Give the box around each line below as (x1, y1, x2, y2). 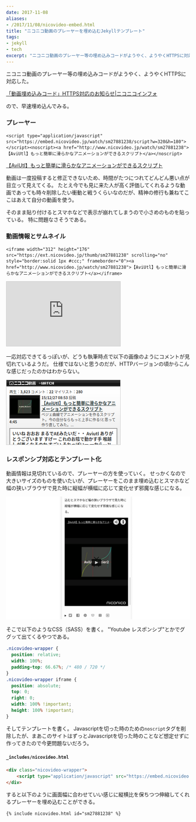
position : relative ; (11, 652, 61, 658)
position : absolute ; (11, 683, 61, 688)
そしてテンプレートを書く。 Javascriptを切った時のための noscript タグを (6, 725, 181, 732)
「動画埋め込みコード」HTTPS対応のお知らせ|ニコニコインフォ (6, 90, 157, 97)
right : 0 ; (11, 695, 35, 701)
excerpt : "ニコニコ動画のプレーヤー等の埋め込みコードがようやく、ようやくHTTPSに (6, 53, 184, 59)
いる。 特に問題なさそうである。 (10, 216, 89, 223)
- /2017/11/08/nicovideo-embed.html (6, 22, 95, 28)
